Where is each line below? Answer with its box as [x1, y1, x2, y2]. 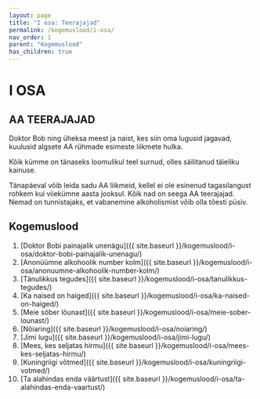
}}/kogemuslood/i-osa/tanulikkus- [137, 274, 247, 283]
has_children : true [9, 48, 73, 56]
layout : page [9, 11, 52, 20]
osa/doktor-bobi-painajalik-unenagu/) [20, 248, 143, 259]
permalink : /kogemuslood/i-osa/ [9, 26, 114, 34]
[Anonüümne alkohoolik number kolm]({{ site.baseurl [20, 257, 192, 267]
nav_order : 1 [9, 33, 52, 42]
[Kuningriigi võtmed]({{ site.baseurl [20, 357, 135, 367]
